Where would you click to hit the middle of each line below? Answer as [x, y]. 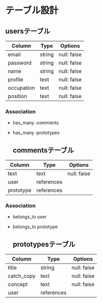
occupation [21, 88]
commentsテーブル [43, 150]
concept [18, 285]
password [20, 63]
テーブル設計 [32, 11]
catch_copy [22, 276]
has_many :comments [36, 123]
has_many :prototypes [36, 133]
